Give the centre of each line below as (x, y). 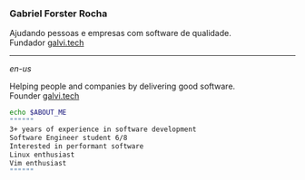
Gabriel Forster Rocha (59, 14)
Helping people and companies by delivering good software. (123, 86)
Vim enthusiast (38, 163)
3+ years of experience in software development (103, 129)
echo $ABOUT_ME (38, 113)
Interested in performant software (77, 146)
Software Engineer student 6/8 (69, 137)
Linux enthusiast (42, 155)
